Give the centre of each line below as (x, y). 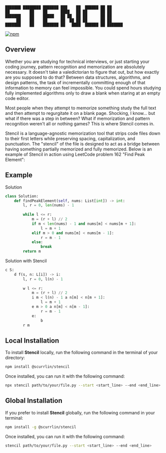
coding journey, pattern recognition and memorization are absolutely (75, 67)
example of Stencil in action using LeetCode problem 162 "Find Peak (75, 154)
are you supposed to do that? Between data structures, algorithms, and (78, 77)
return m (32, 252)
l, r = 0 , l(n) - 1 (43, 279)
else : (37, 242)
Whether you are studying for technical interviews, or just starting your (77, 61)
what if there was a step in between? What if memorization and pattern (78, 118)
